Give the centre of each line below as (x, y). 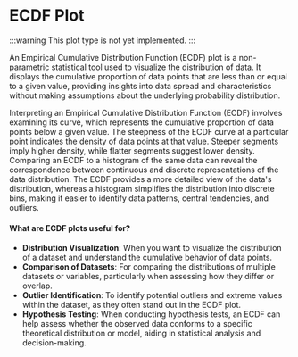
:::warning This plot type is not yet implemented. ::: (103, 40)
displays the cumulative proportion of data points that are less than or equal (148, 76)
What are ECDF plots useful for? (70, 228)
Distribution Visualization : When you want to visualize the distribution (152, 248)
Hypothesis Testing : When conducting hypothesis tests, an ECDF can (151, 314)
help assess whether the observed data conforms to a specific (137, 324)
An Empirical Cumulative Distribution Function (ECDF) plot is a (123, 57)
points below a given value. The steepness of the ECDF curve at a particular (149, 131)
